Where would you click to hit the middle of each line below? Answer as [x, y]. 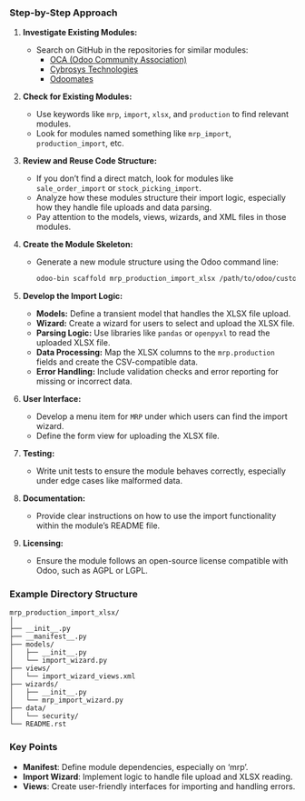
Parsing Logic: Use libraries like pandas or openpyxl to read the [153, 333]
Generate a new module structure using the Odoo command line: [157, 262]
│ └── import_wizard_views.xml [73, 676]
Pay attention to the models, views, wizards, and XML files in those [161, 217]
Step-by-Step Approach [64, 13]
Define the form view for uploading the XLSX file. [128, 436]
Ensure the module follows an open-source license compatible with [162, 561]
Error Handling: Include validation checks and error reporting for [157, 372]
